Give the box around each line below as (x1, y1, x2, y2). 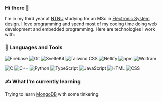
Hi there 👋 (5, 4, 30, 11)
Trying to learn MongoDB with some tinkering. (5, 91, 100, 97)
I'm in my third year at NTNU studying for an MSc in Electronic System (5, 16, 150, 22)
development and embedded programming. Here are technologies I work (5, 26, 155, 32)
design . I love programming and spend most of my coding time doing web (5, 21, 157, 27)
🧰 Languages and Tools (5, 44, 63, 51)
